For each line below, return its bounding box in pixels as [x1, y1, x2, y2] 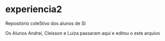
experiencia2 [5, 4, 62, 15]
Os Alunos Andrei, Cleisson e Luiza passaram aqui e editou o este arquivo [5, 30, 160, 36]
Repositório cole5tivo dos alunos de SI [5, 20, 86, 26]
